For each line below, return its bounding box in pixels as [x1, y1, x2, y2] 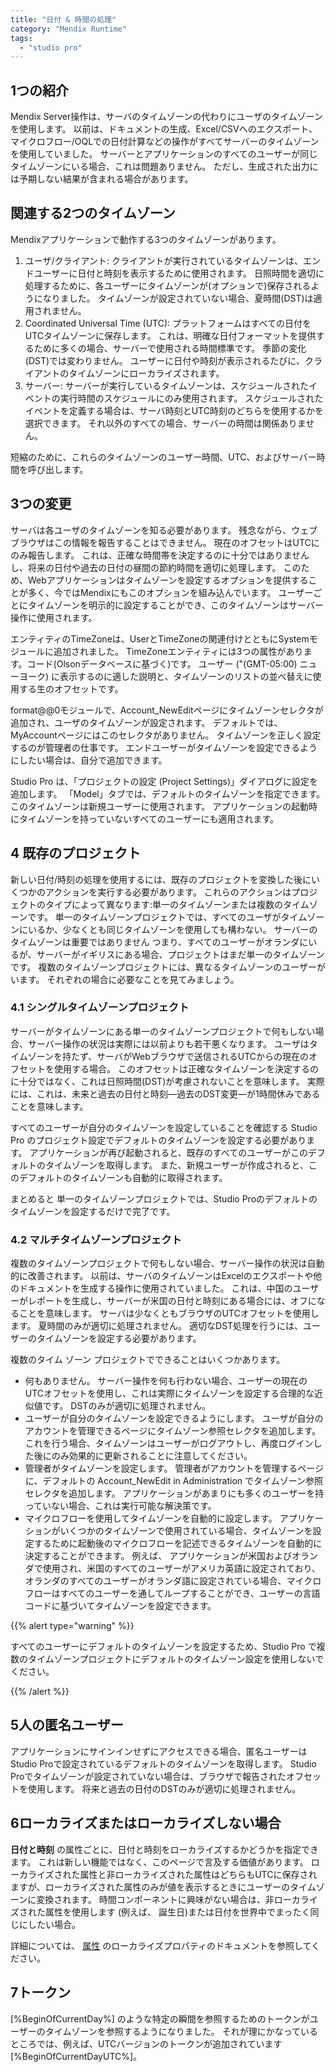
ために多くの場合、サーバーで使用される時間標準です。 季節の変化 [33, 342, 307, 354]
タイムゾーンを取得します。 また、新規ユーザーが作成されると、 [44, 1159, 309, 1171]
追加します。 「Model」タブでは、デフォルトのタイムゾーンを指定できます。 [10, 787, 326, 800]
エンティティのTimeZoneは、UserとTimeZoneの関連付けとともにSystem [10, 632, 310, 645]
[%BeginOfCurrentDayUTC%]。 [10, 2050, 143, 2062]
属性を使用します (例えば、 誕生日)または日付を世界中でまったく [44, 1906, 311, 1918]
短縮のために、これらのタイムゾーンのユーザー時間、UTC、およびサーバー [10, 451, 317, 463]
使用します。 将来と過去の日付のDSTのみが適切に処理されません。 [27, 1782, 302, 1795]
